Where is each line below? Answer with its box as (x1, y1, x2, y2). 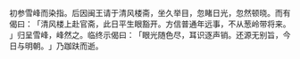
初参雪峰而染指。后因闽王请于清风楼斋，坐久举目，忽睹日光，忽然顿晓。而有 (9, 8, 291, 18)
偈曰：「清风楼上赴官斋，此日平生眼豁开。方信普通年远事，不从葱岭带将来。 (9, 18, 291, 29)
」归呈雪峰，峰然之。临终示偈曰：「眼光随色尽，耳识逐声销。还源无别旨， (9, 30, 283, 40)
